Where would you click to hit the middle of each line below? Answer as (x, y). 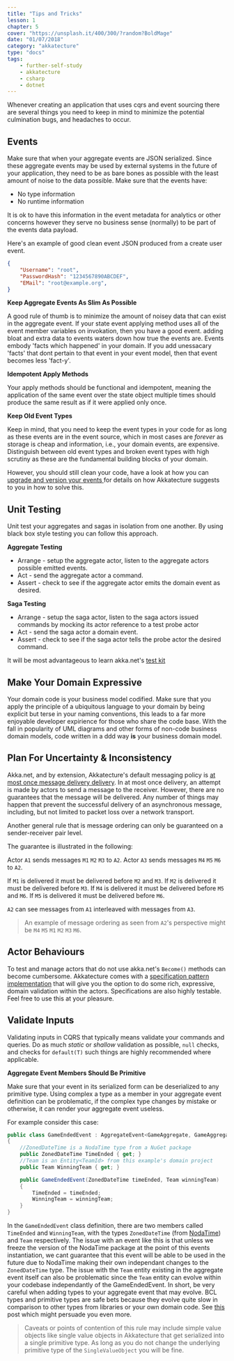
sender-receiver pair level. (45, 832)
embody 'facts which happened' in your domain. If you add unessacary (110, 346)
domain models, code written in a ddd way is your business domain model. (115, 736)
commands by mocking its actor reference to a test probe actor (108, 625)
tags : (15, 59)
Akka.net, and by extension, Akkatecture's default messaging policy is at (111, 775)
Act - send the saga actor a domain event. (78, 632)
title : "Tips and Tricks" (45, 14)
